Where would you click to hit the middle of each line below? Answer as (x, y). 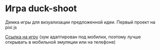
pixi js (11, 27)
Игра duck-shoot (41, 9)
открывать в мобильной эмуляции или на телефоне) (60, 42)
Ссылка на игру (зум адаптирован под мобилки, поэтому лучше (73, 37)
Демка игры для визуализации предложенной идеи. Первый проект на (80, 22)
